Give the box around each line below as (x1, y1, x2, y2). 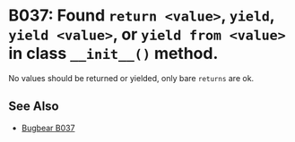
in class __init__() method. (8, 44, 219, 63)
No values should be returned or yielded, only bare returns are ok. (8, 72, 255, 83)
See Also (8, 99, 59, 114)
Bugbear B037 (21, 122, 75, 133)
